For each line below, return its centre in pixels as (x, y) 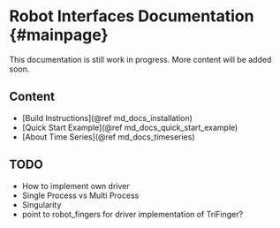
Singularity (42, 204)
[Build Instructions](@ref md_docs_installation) (107, 118)
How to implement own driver (76, 186)
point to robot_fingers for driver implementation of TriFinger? (132, 214)
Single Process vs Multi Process (80, 195)
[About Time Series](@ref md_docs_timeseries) (109, 137)
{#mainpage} (59, 35)
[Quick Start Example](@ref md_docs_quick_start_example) (130, 127)
